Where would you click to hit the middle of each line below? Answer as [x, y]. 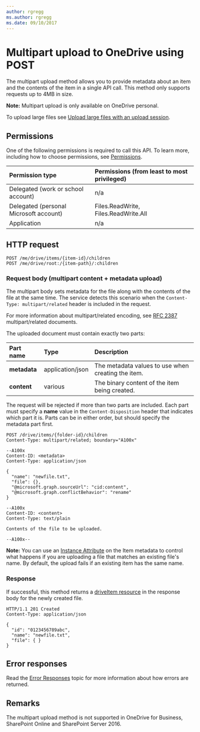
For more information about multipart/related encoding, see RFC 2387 [92, 316]
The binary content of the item [137, 383]
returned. [18, 684]
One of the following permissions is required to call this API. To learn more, [98, 150]
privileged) [110, 179]
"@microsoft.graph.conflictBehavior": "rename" [72, 493]
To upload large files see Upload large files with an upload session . [88, 118]
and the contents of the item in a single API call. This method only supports [98, 88]
